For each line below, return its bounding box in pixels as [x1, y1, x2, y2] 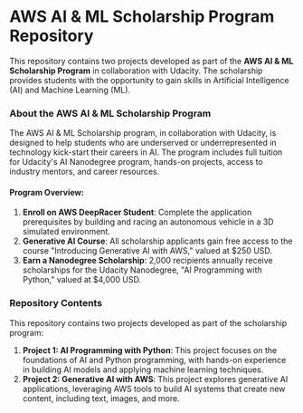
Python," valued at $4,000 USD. [22, 274, 142, 285]
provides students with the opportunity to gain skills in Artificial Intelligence [9, 74, 289, 85]
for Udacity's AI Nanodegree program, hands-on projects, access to [9, 157, 264, 168]
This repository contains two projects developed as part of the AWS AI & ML [9, 55, 294, 66]
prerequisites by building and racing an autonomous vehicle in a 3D [22, 216, 274, 227]
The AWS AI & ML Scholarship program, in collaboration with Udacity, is [9, 128, 277, 139]
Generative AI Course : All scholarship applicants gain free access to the [22, 235, 293, 246]
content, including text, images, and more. [22, 392, 180, 404]
